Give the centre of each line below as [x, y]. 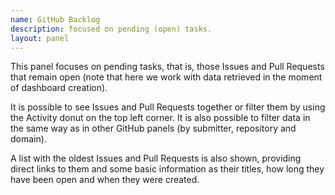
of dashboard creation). [59, 88]
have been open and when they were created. [105, 180]
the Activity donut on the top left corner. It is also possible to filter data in [160, 118]
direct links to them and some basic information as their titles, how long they [167, 169]
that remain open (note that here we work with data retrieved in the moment [166, 77]
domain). [28, 139]
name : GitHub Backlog [55, 19]
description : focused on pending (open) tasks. [111, 29]
